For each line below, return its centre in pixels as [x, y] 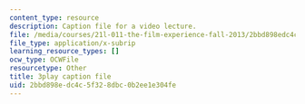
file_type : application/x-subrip [73, 43]
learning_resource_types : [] [64, 52]
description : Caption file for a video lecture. [103, 26]
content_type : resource [54, 18]
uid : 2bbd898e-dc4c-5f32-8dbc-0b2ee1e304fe [93, 85]
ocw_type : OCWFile [44, 60]
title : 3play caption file [60, 77]
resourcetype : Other [49, 69]
